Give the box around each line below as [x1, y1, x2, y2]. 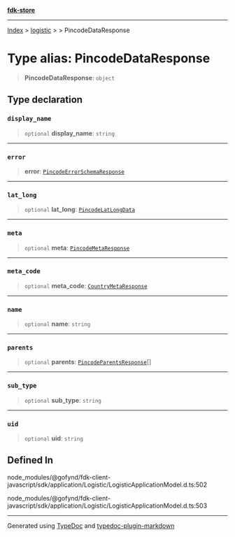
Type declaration [7, 94, 83, 106]
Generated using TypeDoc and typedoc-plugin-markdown [7, 521, 175, 530]
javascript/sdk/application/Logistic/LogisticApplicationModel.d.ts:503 [7, 501, 208, 510]
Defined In [7, 454, 54, 466]
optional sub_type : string [24, 396, 102, 404]
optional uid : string [24, 434, 84, 443]
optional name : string [24, 320, 91, 328]
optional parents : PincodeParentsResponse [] [24, 358, 152, 366]
